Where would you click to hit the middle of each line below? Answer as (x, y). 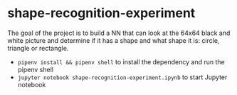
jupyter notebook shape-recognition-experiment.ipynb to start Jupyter (122, 77)
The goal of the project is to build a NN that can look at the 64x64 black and (119, 33)
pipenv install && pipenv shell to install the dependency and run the (121, 61)
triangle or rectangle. (38, 48)
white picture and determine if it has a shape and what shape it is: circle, (114, 40)
